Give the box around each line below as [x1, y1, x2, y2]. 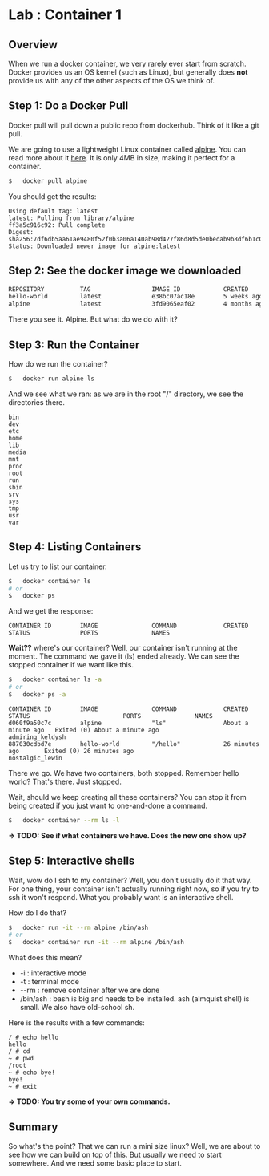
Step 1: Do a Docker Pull [8, 99, 129, 113]
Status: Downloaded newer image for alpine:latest [8, 242, 181, 250]
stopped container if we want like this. [8, 660, 134, 670]
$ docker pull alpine [8, 176, 88, 185]
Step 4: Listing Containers [8, 540, 142, 554]
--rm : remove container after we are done [19, 985, 160, 996]
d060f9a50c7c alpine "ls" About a [8, 719, 249, 727]
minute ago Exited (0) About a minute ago [8, 726, 159, 734]
